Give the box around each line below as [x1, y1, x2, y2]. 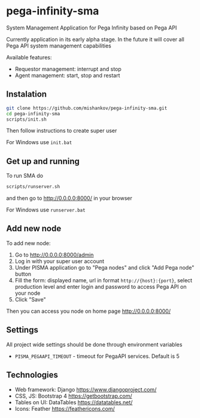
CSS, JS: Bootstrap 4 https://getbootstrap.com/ [14, 392, 132, 399]
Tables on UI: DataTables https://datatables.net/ [14, 398, 133, 406]
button [14, 270, 32, 277]
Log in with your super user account [14, 257, 105, 265]
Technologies [6, 370, 59, 380]
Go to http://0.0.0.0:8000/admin [14, 251, 94, 258]
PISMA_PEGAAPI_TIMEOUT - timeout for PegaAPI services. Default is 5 [14, 353, 180, 360]
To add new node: [6, 239, 51, 247]
